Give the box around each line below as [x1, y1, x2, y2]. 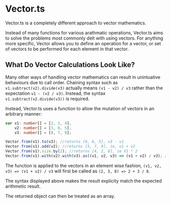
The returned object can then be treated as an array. [5, 193, 116, 199]
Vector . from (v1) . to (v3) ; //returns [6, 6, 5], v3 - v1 [5, 139, 124, 145]
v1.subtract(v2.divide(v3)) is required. [5, 95, 90, 101]
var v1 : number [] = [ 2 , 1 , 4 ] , [5, 120, 72, 126]
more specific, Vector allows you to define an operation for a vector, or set [5, 40, 161, 46]
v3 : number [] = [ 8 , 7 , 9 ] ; [14, 130, 72, 135]
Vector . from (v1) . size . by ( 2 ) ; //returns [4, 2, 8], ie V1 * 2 [5, 149, 138, 154]
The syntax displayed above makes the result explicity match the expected [5, 178, 162, 184]
